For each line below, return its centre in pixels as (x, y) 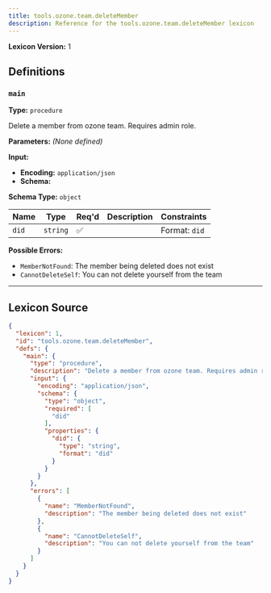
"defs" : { (32, 349)
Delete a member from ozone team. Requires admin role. (102, 126)
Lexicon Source (48, 307)
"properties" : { (71, 431)
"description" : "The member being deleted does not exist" (146, 513)
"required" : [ (68, 408)
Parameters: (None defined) (56, 141)
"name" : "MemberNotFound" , (90, 506)
